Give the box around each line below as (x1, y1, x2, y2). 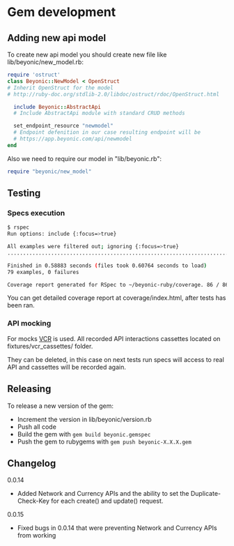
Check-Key (17, 496, 50, 506)
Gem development (7, 4, 116, 20)
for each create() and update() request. (51, 496, 164, 506)
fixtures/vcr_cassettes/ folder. (7, 342, 93, 350)
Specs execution (7, 208, 65, 218)
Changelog (7, 457, 56, 469)
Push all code (17, 423, 57, 431)
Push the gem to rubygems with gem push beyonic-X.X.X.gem (17, 437, 192, 446)
